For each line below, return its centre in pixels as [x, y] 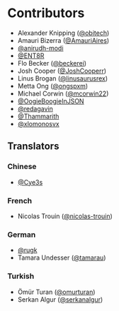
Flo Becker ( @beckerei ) [52, 63]
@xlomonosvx [38, 123]
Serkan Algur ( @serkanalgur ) [60, 299]
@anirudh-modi [40, 48]
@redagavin [35, 108]
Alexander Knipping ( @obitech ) [63, 33]
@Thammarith [38, 116]
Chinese [22, 167]
